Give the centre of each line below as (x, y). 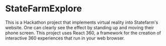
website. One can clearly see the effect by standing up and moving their (80, 27)
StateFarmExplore (44, 9)
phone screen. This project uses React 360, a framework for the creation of (83, 33)
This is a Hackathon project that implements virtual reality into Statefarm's (82, 22)
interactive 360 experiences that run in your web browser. (65, 38)
